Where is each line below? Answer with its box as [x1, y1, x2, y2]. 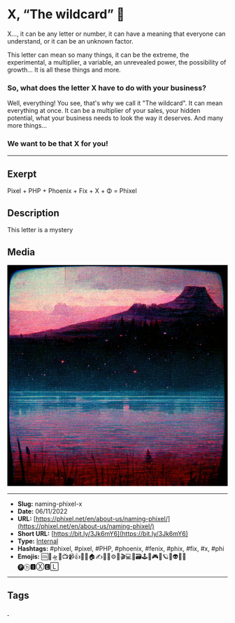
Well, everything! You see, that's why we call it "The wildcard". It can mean [7, 99, 223, 107]
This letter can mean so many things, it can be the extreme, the [7, 51, 190, 59]
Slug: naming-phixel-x [17, 500, 83, 508]
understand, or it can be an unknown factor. [7, 36, 134, 45]
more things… [7, 121, 48, 130]
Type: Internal [17, 537, 59, 545]
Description [7, 207, 59, 219]
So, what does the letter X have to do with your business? [7, 83, 206, 93]
